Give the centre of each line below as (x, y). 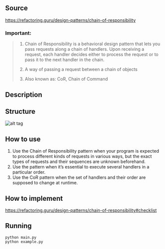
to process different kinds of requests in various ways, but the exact (82, 157)
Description (24, 95)
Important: (18, 33)
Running (19, 226)
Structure (20, 111)
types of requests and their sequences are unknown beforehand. (79, 162)
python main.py (21, 237)
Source (17, 8)
